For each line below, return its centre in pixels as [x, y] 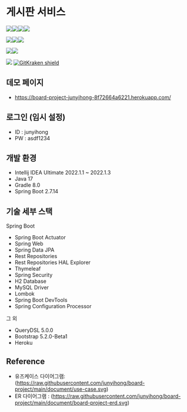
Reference [26, 361]
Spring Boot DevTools [41, 300]
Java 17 [24, 179]
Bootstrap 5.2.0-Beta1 [41, 337]
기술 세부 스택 [29, 211]
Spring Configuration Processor [53, 306]
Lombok [25, 294]
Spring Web [29, 244]
